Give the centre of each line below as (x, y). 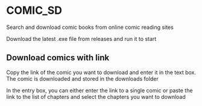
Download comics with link (58, 58)
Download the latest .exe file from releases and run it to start (81, 39)
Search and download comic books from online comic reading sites (90, 27)
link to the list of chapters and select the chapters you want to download (96, 96)
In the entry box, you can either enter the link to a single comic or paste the (99, 90)
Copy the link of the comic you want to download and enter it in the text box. (101, 72)
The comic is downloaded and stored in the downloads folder (82, 78)
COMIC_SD (34, 11)
